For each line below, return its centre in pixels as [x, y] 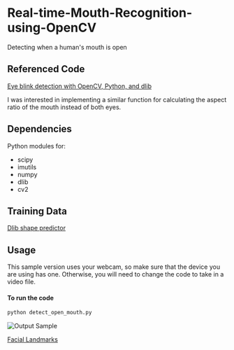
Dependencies [39, 129]
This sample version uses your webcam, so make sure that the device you [114, 267]
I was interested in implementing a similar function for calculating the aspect [117, 99]
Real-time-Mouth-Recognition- [100, 13]
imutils [27, 167]
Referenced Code [46, 69]
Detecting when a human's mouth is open [67, 47]
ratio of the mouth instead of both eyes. [64, 107]
